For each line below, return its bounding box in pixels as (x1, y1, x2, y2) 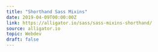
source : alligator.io (6, 25, 61, 32)
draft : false (6, 36, 39, 42)
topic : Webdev (6, 31, 42, 37)
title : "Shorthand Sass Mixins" (6, 8, 87, 15)
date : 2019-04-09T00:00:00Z (6, 14, 77, 20)
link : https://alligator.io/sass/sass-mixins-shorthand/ (6, 20, 153, 26)
